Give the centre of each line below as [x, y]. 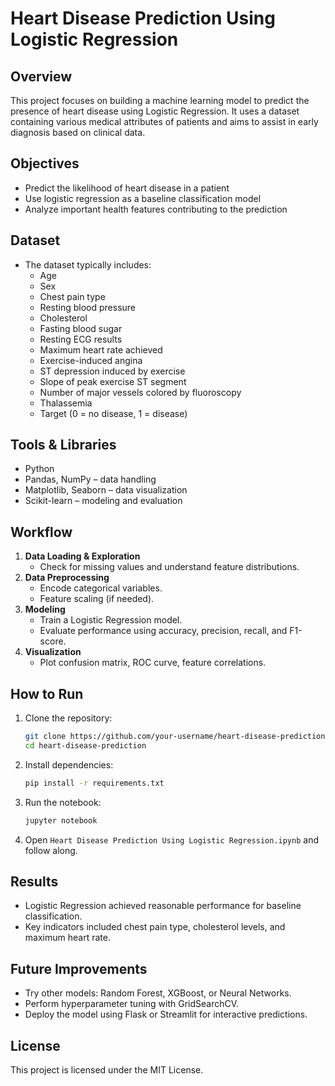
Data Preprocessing [67, 578]
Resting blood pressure [88, 307]
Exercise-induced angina [91, 360]
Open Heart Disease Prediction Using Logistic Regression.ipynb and [172, 839]
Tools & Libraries [63, 445]
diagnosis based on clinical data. [78, 132]
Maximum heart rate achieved [101, 349]
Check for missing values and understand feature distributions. [169, 567]
